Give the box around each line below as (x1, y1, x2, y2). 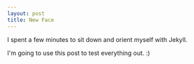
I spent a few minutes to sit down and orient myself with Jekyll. (7, 35, 188, 43)
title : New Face (7, 17, 54, 23)
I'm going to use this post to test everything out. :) (7, 49, 151, 57)
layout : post (7, 10, 45, 17)
